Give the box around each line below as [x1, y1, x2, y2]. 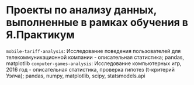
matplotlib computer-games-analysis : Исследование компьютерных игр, [6, 59, 182, 67]
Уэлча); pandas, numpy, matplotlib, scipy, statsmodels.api [6, 72, 145, 79]
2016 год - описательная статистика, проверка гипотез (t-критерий [6, 66, 175, 73]
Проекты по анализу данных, [6, 3, 157, 17]
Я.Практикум [6, 29, 75, 41]
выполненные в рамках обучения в [6, 16, 189, 29]
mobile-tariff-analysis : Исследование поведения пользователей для [6, 47, 181, 54]
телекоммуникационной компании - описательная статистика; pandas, [6, 54, 185, 61]
